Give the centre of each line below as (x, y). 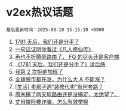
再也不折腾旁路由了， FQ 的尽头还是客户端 (67, 56)
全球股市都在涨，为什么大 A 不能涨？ (60, 79)
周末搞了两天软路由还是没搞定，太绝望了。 (67, 94)
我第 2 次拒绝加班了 (39, 71)
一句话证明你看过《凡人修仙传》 (54, 49)
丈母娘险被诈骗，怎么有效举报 (51, 101)
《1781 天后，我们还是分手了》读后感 (60, 64)
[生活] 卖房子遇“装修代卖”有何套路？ (59, 86)
